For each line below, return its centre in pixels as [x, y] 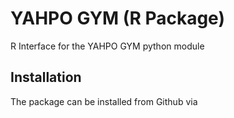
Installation [46, 77]
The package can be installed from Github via [104, 101]
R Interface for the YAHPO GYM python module [107, 46]
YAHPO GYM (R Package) [117, 18]
